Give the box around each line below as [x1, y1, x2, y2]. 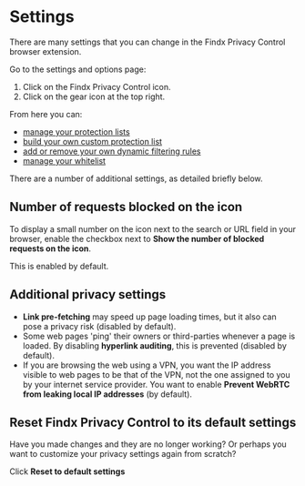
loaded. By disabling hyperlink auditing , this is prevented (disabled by [22, 339, 287, 351]
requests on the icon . [9, 243, 92, 254]
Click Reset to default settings [9, 466, 126, 477]
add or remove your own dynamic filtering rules [22, 146, 201, 157]
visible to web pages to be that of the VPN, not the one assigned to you [22, 369, 290, 380]
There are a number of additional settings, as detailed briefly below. [9, 173, 263, 184]
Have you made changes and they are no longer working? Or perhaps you [9, 439, 287, 450]
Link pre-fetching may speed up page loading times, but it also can [22, 311, 277, 322]
